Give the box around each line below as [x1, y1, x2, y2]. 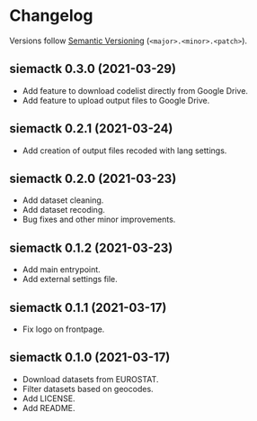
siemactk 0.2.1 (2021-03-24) [9, 121, 173, 136]
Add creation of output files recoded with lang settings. [22, 145, 227, 156]
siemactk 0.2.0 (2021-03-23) [9, 170, 177, 186]
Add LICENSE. [22, 393, 75, 404]
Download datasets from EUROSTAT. [22, 373, 159, 384]
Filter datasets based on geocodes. [22, 383, 155, 394]
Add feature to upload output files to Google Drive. [22, 95, 210, 105]
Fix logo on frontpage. [22, 324, 105, 334]
